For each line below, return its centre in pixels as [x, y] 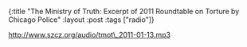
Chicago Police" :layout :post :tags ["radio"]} [82, 20]
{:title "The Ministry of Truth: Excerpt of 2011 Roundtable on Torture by [124, 11]
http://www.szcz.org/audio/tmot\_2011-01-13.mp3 [90, 35]
